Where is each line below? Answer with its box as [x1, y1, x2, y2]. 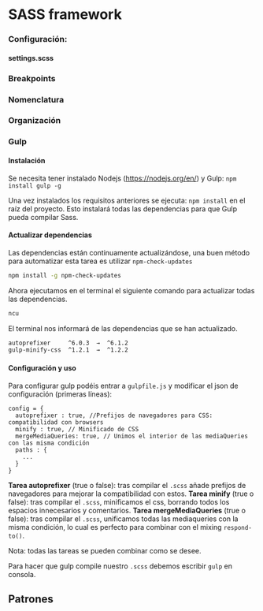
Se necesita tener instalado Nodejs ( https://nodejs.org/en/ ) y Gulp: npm [8, 173, 237, 183]
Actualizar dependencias [8, 230, 93, 240]
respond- [223, 523, 252, 531]
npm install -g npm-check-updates [8, 271, 122, 279]
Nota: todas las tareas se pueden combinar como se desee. [8, 546, 202, 555]
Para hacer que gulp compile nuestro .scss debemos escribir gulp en [8, 561, 232, 571]
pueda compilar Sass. [8, 212, 79, 222]
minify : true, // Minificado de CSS [15, 425, 139, 433]
